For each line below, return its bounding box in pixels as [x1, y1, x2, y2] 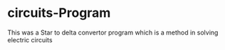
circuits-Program [7, 5, 111, 21]
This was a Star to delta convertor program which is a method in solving [7, 28, 219, 37]
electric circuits [7, 35, 53, 44]
